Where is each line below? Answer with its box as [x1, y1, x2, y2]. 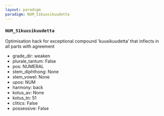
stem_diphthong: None [12, 69, 59, 75]
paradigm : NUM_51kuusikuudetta [5, 12, 70, 17]
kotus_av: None [12, 89, 45, 95]
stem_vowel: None [12, 74, 50, 79]
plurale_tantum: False [12, 58, 56, 64]
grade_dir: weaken [12, 53, 51, 59]
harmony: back [12, 84, 44, 90]
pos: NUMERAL [12, 63, 44, 69]
